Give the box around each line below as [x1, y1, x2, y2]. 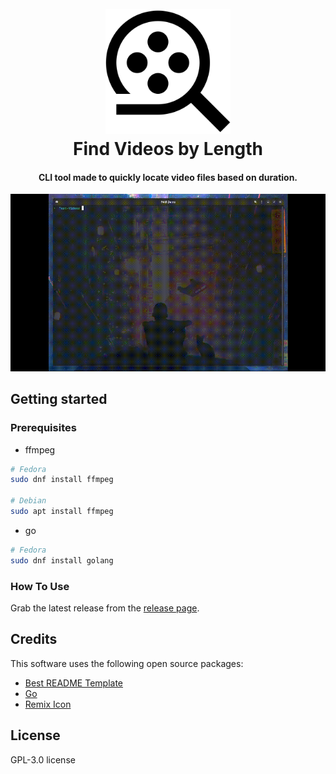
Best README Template [24, 677, 124, 689]
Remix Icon [24, 698, 72, 710]
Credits [10, 631, 58, 648]
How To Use [10, 579, 70, 593]
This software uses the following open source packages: [10, 657, 244, 669]
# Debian [10, 496, 47, 506]
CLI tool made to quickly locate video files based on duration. [38, 171, 298, 183]
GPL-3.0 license [10, 753, 76, 766]
